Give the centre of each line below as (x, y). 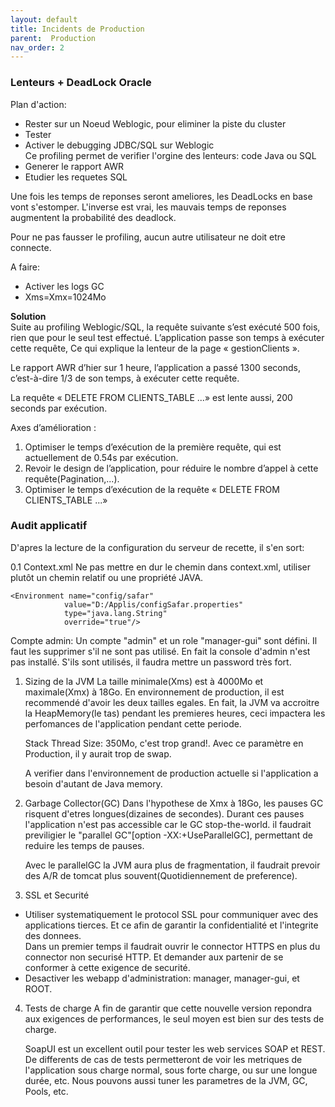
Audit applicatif (49, 526)
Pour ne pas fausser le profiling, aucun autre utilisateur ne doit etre (148, 237)
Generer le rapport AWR (74, 166)
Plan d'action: (38, 104)
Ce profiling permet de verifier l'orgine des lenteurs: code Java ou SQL (170, 155)
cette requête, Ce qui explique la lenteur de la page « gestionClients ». (155, 348)
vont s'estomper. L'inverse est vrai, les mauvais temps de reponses (148, 207)
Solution (28, 316)
